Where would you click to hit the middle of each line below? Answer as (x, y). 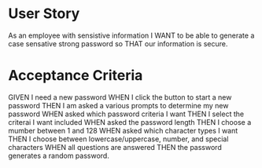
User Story (44, 14)
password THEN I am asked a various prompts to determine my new (118, 105)
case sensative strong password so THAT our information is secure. (118, 43)
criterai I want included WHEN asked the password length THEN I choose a (130, 122)
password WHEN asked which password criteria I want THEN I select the (126, 114)
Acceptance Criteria (76, 76)
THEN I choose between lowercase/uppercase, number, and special (118, 139)
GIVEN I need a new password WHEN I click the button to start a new (120, 97)
